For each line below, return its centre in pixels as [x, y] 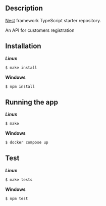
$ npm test [17, 198]
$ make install [21, 68]
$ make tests [19, 179]
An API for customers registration [40, 30]
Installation [23, 46]
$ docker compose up [27, 143]
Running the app [32, 102]
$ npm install [20, 86]
